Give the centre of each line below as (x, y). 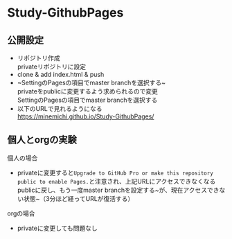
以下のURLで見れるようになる (60, 108)
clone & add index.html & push (61, 74)
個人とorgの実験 (42, 140)
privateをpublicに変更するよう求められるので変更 (87, 91)
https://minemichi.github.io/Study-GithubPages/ (86, 116)
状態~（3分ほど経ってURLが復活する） (79, 198)
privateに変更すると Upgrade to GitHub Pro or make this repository (115, 172)
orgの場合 (21, 213)
